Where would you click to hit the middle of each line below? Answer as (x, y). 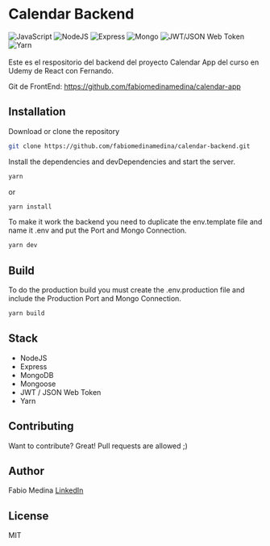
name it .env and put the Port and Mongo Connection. (98, 230)
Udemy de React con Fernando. (61, 70)
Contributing (41, 426)
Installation (37, 112)
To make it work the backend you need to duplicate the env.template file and (135, 222)
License (29, 516)
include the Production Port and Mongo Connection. (95, 299)
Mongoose (38, 384)
